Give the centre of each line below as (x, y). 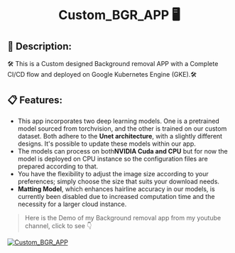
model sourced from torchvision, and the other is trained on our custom (122, 128)
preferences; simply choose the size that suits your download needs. (119, 181)
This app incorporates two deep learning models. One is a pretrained (119, 121)
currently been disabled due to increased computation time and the (116, 196)
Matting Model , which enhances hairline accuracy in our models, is (116, 189)
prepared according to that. (58, 166)
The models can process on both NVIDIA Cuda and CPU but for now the (123, 151)
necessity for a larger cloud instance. (72, 204)
